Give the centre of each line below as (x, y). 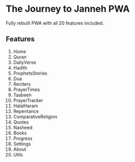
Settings (22, 144)
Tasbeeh (22, 95)
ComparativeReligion (35, 117)
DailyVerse (25, 62)
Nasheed (23, 127)
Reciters (22, 84)
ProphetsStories (30, 73)
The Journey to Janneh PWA (68, 9)
